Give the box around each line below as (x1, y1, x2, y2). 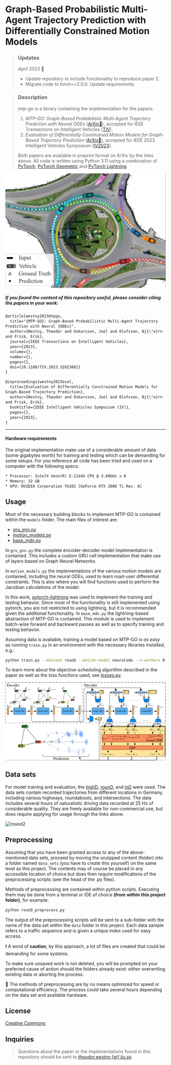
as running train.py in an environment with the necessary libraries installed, (5, 641, 165, 648)
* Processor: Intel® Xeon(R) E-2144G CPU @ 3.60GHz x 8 (5, 473, 126, 479)
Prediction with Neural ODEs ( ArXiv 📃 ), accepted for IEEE (25, 121, 144, 127)
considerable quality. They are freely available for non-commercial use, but (5, 806, 163, 812)
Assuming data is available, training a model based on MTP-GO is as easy (5, 636, 160, 642)
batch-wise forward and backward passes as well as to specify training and (5, 621, 164, 627)
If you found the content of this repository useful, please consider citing (5, 295, 161, 301)
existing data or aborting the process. (5, 971, 84, 977)
